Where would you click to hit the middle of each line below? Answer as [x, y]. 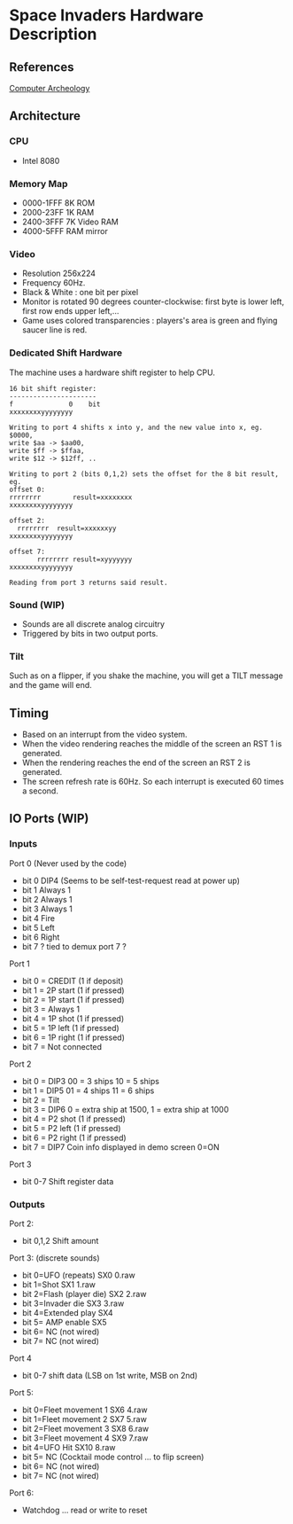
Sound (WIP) [37, 605]
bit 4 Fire [39, 918]
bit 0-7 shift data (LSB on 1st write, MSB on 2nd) [110, 1375]
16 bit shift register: [53, 388]
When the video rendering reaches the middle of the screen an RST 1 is [152, 743]
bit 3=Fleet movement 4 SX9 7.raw [85, 1438]
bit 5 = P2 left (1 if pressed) [71, 1128]
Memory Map [39, 184]
